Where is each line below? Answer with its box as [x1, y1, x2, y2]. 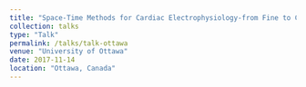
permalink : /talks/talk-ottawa [9, 38, 128, 48]
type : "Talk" [9, 30, 59, 39]
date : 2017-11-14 [9, 55, 76, 64]
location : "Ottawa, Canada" [9, 64, 117, 73]
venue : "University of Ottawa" [9, 47, 128, 56]
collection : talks [9, 22, 79, 31]
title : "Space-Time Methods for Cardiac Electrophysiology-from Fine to [9, 13, 291, 23]
